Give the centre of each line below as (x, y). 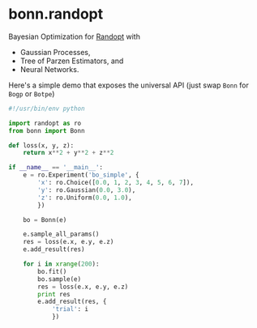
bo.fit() (52, 271)
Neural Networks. (49, 69)
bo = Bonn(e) (45, 219)
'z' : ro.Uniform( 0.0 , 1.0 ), (85, 198)
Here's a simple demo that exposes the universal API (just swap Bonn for (129, 85)
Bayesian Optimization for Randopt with (74, 36)
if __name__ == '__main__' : (56, 168)
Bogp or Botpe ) (32, 93)
